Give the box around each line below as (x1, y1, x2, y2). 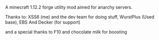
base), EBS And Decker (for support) (5, 19, 81, 25)
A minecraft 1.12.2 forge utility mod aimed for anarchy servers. (5, 4, 133, 10)
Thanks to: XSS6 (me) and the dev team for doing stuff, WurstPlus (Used (5, 14, 155, 19)
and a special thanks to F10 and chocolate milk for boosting (5, 29, 127, 34)
